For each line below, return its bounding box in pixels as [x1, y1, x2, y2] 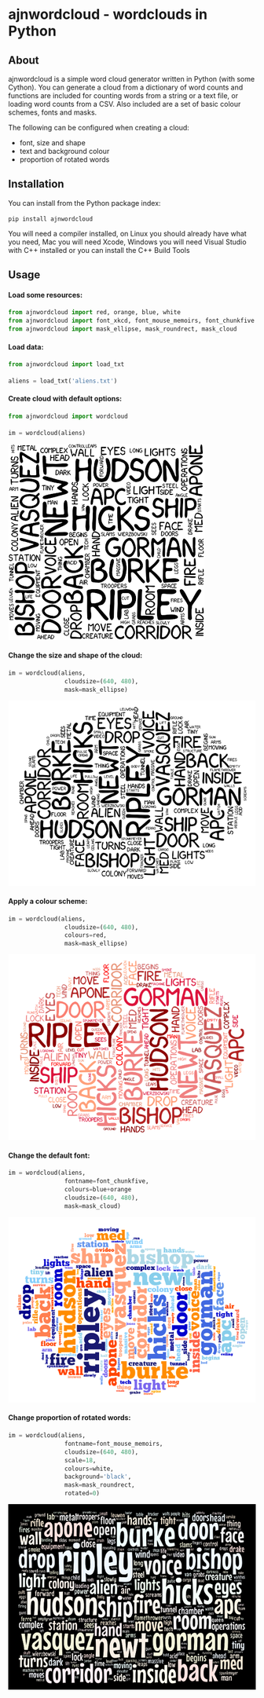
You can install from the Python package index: [8, 198, 161, 207]
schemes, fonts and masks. [8, 108, 97, 117]
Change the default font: [8, 1151, 90, 1160]
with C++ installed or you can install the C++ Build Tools [8, 245, 190, 254]
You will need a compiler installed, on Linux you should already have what [8, 229, 247, 238]
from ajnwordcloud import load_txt [8, 360, 125, 368]
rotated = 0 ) [64, 1490, 101, 1498]
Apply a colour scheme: [8, 897, 88, 906]
